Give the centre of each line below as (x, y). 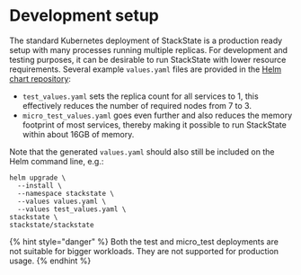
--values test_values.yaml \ (72, 209)
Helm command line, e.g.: (57, 161)
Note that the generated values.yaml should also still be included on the (142, 151)
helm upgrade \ (38, 177)
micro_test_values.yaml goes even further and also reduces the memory (157, 115)
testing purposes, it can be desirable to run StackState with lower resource (148, 59)
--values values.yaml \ (62, 201)
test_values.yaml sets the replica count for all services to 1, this (140, 96)
